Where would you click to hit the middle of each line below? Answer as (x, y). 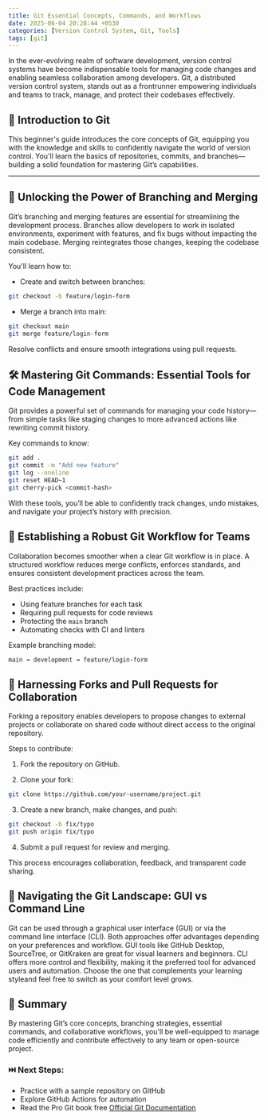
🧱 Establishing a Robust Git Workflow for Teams (129, 537)
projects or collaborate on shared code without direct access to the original (132, 725)
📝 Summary (38, 1004)
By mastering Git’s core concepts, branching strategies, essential (115, 1023)
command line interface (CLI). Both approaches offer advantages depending (134, 936)
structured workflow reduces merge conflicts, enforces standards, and (124, 564)
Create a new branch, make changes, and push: (99, 810)
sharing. (22, 871)
